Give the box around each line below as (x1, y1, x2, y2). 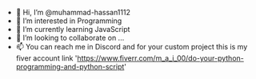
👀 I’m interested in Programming (15, 16, 122, 26)
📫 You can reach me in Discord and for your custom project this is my (15, 42, 248, 51)
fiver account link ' (15, 53, 78, 63)
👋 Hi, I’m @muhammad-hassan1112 (15, 8, 130, 17)
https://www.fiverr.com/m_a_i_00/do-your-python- (77, 53, 244, 63)
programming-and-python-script (15, 62, 125, 71)
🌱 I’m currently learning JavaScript (15, 25, 130, 34)
